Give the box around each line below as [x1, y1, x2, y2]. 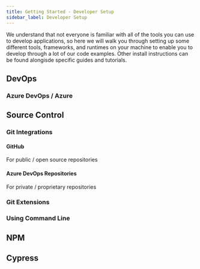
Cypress [6, 253, 39, 264]
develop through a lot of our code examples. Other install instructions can [6, 50, 189, 57]
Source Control [6, 110, 64, 120]
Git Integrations [6, 128, 53, 137]
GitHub [6, 143, 25, 150]
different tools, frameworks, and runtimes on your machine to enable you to [6, 43, 193, 51]
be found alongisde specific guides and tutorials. [6, 56, 127, 64]
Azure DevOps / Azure [6, 91, 73, 99]
